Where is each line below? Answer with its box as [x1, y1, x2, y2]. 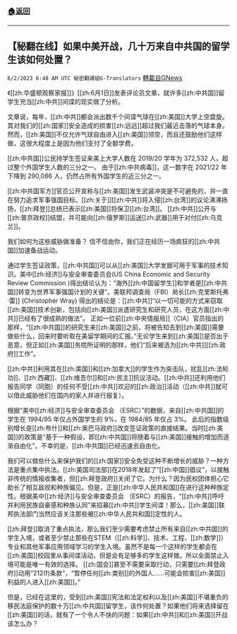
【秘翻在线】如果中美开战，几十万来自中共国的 [7, 40, 212, 52]
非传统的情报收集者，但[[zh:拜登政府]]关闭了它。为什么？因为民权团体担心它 [7, 474, 229, 483]
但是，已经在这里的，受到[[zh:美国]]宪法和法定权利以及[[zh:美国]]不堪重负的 [7, 593, 229, 601]
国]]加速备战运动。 [7, 246, 62, 255]
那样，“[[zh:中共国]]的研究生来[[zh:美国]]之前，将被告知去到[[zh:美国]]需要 [7, 323, 224, 332]
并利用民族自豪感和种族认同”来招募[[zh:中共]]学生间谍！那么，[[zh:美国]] [7, 501, 219, 509]
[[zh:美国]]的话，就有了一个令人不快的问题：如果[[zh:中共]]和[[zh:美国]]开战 [7, 611, 228, 619]
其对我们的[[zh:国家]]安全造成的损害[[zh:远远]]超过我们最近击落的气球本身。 [7, 122, 229, 130]
